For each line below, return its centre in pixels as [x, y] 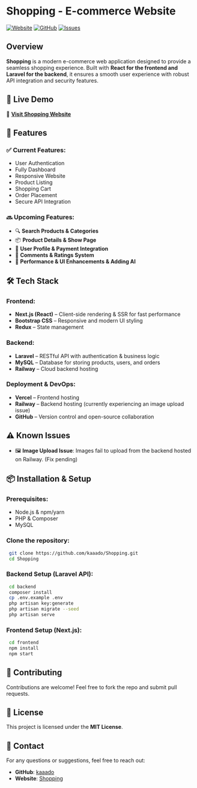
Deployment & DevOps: [41, 384]
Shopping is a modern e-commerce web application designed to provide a [98, 61]
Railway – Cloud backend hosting [56, 368]
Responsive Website [40, 176]
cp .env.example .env [36, 598]
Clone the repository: [38, 541]
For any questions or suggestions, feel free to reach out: [76, 760]
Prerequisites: [27, 499]
